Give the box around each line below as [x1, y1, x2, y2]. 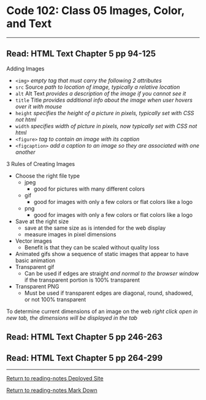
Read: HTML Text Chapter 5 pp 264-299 [6, 353, 163, 363]
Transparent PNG [15, 282, 59, 290]
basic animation [15, 257, 56, 264]
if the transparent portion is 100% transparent [24, 276, 140, 284]
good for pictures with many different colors [33, 185, 145, 192]
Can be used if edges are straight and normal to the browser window [24, 270, 199, 277]
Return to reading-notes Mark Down [6, 387, 97, 394]
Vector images [15, 237, 52, 244]
